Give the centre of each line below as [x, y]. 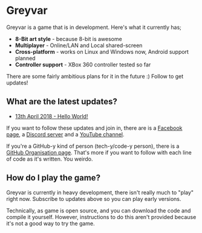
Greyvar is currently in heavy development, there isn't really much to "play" [100, 192]
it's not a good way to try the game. [50, 223]
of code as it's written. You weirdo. [50, 159]
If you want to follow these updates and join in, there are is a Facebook [94, 128]
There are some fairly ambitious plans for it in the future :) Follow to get [95, 76]
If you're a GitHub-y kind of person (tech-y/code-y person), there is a [93, 146]
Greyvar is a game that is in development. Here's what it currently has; [94, 27]
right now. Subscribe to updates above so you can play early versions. [94, 199]
